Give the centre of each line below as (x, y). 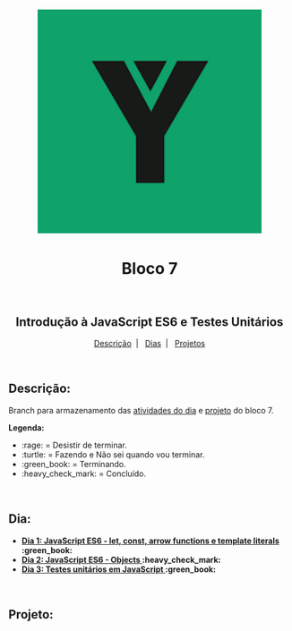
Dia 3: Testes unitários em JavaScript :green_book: (119, 569)
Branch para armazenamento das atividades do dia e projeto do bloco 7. (141, 410)
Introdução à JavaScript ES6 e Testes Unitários (150, 322)
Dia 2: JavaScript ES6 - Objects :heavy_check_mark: (121, 559)
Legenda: (26, 427)
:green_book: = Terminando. (73, 464)
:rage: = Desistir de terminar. (74, 445)
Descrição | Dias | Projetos (150, 343)
